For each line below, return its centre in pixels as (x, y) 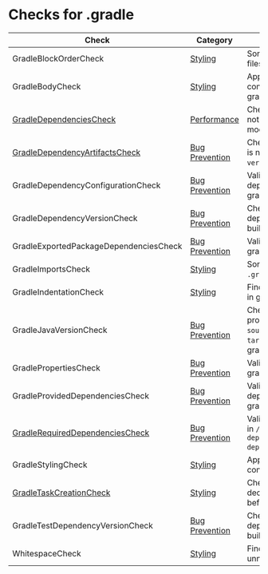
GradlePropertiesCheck (57, 367)
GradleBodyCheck (47, 86)
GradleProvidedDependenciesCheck (81, 395)
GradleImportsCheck (51, 269)
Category (215, 40)
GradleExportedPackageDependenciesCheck (97, 246)
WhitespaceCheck (47, 553)
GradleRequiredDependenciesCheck (81, 433)
